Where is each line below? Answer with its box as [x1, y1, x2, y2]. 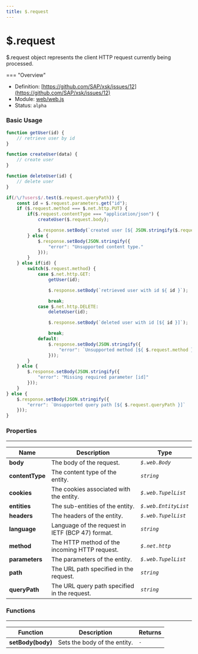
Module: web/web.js [14, 95, 64, 102]
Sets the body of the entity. [58, 638, 134, 646]
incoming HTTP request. [51, 545, 119, 554]
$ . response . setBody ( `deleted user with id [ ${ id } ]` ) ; [48, 320, 189, 326]
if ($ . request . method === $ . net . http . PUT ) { [16, 206, 128, 212]
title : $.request [6, 8, 49, 15]
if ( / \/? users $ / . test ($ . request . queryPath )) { [6, 194, 120, 201]
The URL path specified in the [51, 565, 134, 573]
